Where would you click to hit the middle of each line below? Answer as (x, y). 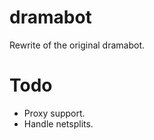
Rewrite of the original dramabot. (77, 45)
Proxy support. (54, 113)
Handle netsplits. (58, 123)
